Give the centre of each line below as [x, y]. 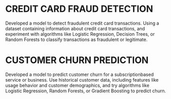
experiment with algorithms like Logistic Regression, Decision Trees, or [80, 34]
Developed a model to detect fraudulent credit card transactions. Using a [82, 23]
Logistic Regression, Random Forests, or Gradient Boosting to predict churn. [86, 91]
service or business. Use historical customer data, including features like [82, 80]
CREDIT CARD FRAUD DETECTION [79, 9]
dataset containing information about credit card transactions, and [75, 28]
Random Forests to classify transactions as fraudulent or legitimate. [76, 39]
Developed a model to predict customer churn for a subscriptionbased [80, 74]
